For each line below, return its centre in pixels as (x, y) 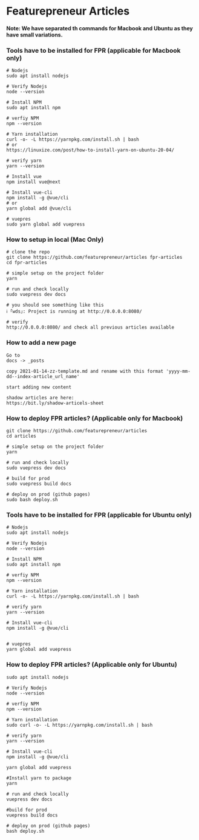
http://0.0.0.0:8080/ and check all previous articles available (90, 328)
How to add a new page (41, 342)
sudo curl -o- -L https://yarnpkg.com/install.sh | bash (80, 725)
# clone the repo (28, 252)
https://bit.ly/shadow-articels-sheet (55, 403)
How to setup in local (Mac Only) (55, 239)
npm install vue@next (34, 182)
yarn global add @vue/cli (39, 208)
